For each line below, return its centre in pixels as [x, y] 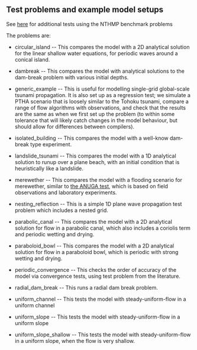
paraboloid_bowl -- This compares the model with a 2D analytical [94, 246]
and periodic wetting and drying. [54, 234]
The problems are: [29, 36]
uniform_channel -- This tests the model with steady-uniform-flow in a [100, 299]
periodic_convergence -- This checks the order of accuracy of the [95, 269]
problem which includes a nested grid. [61, 210]
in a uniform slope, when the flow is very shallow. [75, 341]
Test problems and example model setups [85, 10]
